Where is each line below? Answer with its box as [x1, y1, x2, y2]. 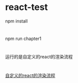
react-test [5, 1, 48, 13]
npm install [5, 18, 28, 24]
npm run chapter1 [5, 35, 41, 41]
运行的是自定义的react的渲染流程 [5, 54, 73, 60]
